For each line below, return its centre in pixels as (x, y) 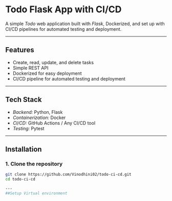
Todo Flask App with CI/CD (63, 9)
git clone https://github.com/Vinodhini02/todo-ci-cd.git (68, 175)
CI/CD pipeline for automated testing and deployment (69, 78)
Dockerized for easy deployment (47, 73)
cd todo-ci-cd (20, 179)
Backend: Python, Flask (38, 112)
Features (20, 50)
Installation (24, 149)
